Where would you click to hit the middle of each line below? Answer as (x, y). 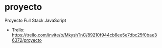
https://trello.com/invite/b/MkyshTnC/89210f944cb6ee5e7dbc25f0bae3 (84, 35)
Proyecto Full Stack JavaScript (35, 20)
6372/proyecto (27, 40)
